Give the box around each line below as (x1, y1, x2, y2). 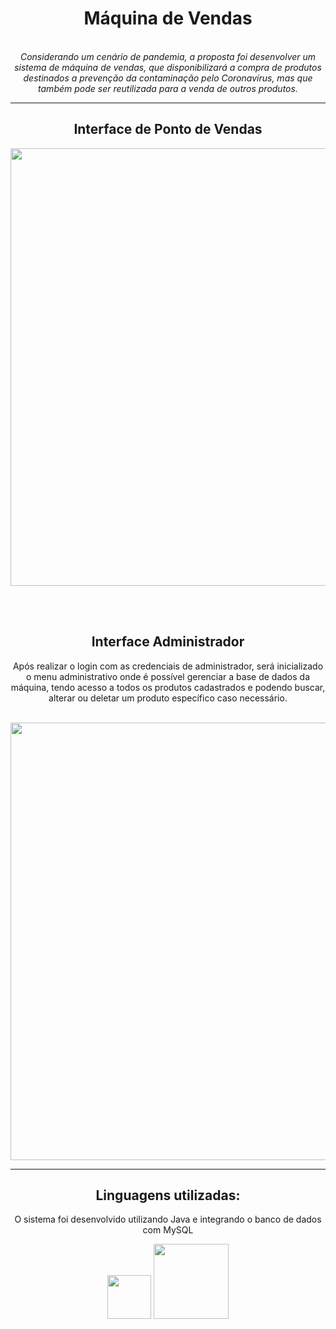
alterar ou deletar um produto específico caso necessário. (48, 692, 288, 704)
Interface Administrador (91, 633, 245, 651)
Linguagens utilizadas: (95, 1187, 241, 1204)
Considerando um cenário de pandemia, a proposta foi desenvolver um (19, 50, 317, 62)
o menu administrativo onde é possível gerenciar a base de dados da (25, 670, 311, 682)
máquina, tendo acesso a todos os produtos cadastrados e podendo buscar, (10, 681, 326, 693)
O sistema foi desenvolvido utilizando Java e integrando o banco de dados (14, 1213, 322, 1226)
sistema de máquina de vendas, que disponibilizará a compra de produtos (14, 61, 322, 73)
